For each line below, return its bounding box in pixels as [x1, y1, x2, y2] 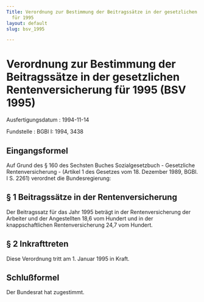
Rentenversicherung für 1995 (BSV [6, 83, 186, 97]
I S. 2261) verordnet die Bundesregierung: [6, 174, 111, 182]
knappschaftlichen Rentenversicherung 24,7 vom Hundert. [6, 221, 153, 228]
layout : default [6, 20, 47, 26]
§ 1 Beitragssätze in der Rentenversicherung [6, 192, 178, 202]
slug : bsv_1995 [6, 26, 45, 32]
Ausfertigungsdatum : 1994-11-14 [6, 116, 90, 123]
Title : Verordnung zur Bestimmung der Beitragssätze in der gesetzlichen [6, 9, 198, 15]
